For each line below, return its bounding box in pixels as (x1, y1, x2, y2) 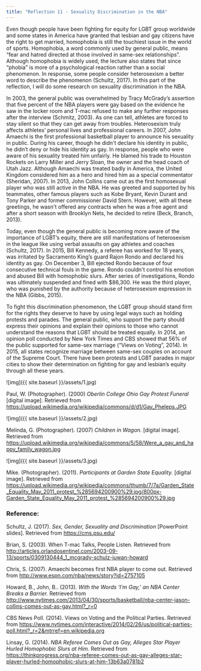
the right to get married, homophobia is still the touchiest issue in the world (6, 38, 192, 45)
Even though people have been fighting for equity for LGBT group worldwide (6, 25, 196, 32)
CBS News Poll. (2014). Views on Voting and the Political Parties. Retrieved (6, 614, 191, 621)
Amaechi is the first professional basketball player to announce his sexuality (6, 133, 194, 140)
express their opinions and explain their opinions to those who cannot (6, 322, 178, 329)
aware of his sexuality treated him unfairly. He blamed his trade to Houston (6, 152, 191, 159)
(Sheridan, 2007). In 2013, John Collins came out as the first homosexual (6, 177, 186, 185)
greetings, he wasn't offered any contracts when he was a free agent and (6, 203, 188, 210)
